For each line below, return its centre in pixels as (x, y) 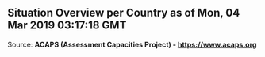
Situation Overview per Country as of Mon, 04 (124, 13)
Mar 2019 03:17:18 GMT (67, 26)
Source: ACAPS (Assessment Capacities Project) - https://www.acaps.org (132, 44)
